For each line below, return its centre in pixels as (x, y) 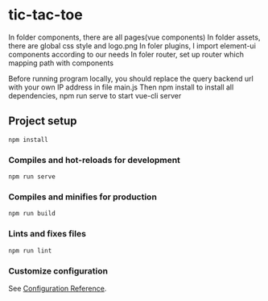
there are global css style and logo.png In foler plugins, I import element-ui (132, 45)
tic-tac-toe (45, 15)
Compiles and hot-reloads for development (95, 160)
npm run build (32, 214)
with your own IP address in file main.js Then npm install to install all (121, 87)
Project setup (43, 121)
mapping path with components (61, 63)
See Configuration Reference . (58, 288)
